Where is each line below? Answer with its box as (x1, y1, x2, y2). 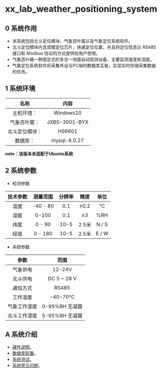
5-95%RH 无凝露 (42, 312, 82, 319)
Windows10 (54, 109, 82, 116)
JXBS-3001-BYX (47, 119, 89, 125)
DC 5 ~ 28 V (48, 275, 77, 282)
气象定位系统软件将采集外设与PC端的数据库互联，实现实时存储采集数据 (12, 63, 156, 68)
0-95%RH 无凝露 (42, 303, 82, 310)
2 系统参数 (5, 167, 37, 175)
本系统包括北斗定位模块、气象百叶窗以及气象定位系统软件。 (12, 38, 133, 44)
